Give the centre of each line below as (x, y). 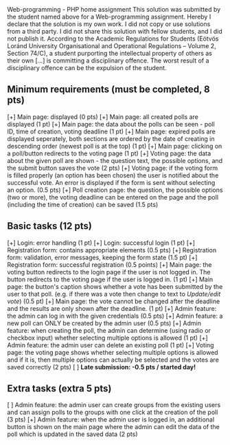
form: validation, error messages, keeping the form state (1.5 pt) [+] (102, 257)
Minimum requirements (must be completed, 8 (109, 90)
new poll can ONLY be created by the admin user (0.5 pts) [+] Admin (104, 323)
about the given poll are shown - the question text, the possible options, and (115, 160)
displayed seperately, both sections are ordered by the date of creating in (111, 138)
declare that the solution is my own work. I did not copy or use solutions (109, 24)
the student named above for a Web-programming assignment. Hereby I (109, 17)
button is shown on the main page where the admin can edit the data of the (113, 427)
